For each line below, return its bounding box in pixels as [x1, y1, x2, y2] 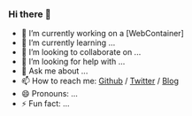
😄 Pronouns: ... [20, 89, 79, 99]
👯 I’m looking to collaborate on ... [20, 47, 142, 58]
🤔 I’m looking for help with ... [20, 57, 126, 67]
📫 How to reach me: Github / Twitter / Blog [20, 75, 179, 87]
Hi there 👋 [8, 8, 52, 20]
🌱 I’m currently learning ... [20, 37, 116, 48]
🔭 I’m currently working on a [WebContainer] [20, 28, 185, 39]
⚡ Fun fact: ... [20, 98, 70, 109]
